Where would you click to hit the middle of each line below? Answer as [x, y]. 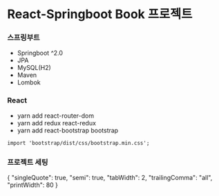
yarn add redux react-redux [57, 123]
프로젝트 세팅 [28, 162]
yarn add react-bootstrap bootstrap [68, 130]
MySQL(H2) [34, 68]
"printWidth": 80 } [33, 185]
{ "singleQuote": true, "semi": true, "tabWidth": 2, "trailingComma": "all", [110, 177]
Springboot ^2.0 [40, 53]
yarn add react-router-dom [56, 116]
